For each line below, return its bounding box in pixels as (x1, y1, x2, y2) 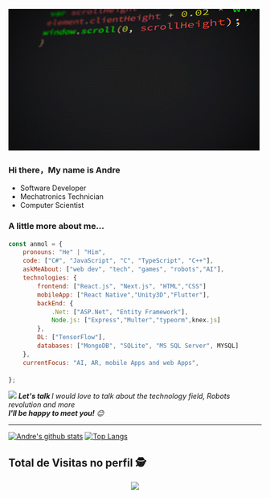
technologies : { (22, 274, 78, 282)
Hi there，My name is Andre (8, 164, 121, 176)
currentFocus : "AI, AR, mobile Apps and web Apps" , (22, 359, 199, 367)
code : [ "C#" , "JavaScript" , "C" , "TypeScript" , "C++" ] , (22, 257, 215, 265)
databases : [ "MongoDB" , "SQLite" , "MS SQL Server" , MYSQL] (37, 342, 239, 351)
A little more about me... (8, 221, 104, 232)
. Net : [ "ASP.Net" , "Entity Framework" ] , (51, 308, 189, 316)
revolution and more (8, 400, 76, 409)
